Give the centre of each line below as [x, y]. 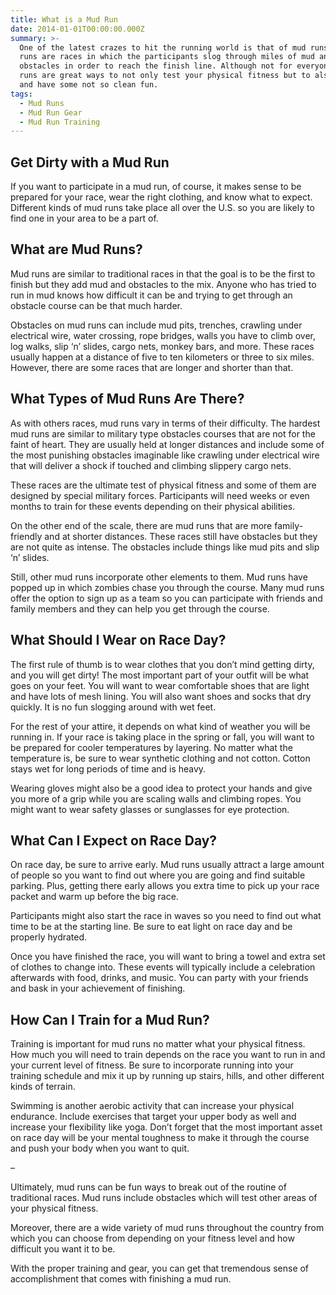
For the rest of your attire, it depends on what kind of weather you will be [160, 726]
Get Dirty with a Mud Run [90, 162]
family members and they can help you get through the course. [140, 608]
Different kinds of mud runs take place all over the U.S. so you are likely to [162, 208]
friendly [26, 536]
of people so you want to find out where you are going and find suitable [158, 875]
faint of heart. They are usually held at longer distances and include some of [167, 444]
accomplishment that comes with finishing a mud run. [121, 1279]
